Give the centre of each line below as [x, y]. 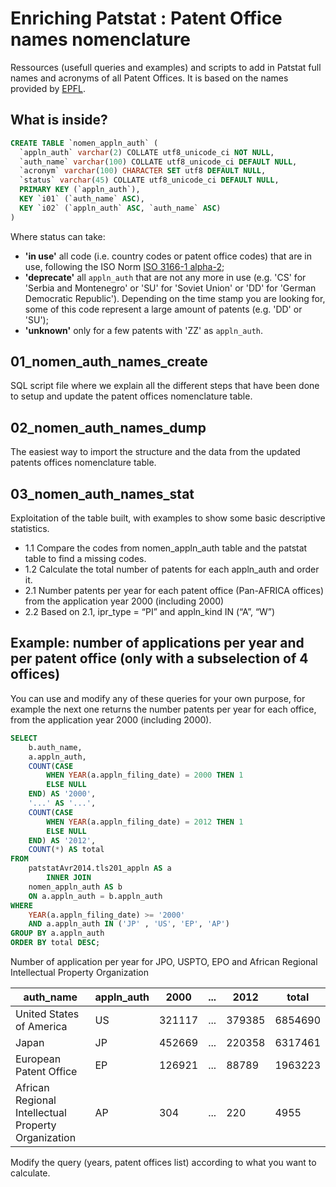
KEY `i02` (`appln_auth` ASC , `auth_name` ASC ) [120, 208]
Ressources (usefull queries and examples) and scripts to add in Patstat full [166, 67]
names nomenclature [100, 39]
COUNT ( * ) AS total [66, 850]
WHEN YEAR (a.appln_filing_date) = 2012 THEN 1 [145, 822]
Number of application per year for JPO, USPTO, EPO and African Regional [164, 961]
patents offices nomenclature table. [83, 463]
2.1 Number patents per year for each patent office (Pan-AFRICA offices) [174, 591]
